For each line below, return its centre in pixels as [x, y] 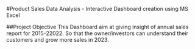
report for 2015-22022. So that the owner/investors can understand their [97, 33]
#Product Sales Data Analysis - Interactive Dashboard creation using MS [97, 9]
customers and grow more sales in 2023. [58, 40]
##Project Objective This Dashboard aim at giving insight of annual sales [97, 27]
